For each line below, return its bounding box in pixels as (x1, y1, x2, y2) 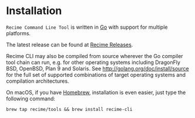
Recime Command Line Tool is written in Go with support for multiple (6, 23, 168, 31)
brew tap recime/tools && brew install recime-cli (6, 106, 133, 112)
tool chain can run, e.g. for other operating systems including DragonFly (6, 59, 181, 66)
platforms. (6, 29, 31, 36)
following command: (6, 95, 56, 102)
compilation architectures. (6, 77, 69, 85)
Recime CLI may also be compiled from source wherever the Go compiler (6, 52, 183, 59)
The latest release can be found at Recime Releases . (6, 41, 133, 48)
